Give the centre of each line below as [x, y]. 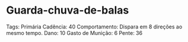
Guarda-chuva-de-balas [68, 10]
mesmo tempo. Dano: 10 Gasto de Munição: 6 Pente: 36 [74, 33]
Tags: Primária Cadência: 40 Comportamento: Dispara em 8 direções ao [94, 27]
